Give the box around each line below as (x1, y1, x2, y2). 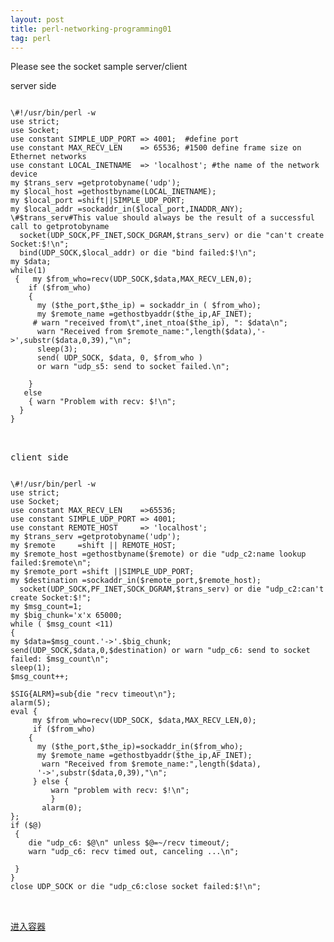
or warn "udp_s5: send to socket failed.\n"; (36, 362, 230, 372)
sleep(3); (36, 344, 78, 355)
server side (10, 80, 57, 92)
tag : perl (10, 33, 52, 43)
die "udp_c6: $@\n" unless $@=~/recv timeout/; (28, 838, 230, 848)
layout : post (10, 14, 65, 25)
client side (10, 452, 69, 463)
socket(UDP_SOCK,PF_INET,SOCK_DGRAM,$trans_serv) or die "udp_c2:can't (19, 584, 325, 595)
